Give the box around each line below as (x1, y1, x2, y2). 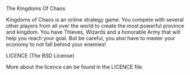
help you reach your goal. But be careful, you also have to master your (6, 35, 175, 41)
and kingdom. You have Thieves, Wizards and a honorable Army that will (6, 28, 181, 35)
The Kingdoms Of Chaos (6, 5, 65, 12)
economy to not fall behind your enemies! (6, 41, 106, 48)
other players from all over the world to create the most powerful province (6, 23, 184, 29)
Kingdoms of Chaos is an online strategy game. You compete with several (6, 16, 184, 23)
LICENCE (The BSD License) (6, 52, 75, 59)
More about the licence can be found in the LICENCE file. (6, 63, 144, 70)
